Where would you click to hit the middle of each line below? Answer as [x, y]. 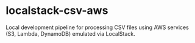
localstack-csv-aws [57, 11]
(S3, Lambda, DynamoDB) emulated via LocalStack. [70, 33]
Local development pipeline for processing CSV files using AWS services [97, 27]
